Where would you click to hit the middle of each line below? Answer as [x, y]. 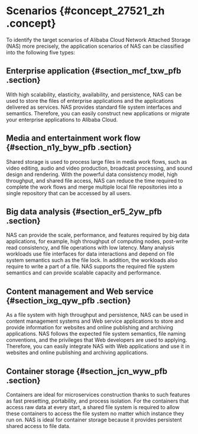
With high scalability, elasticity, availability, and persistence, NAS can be [94, 94]
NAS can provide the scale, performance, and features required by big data [98, 235]
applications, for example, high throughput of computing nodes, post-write [97, 241]
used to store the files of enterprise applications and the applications [90, 101]
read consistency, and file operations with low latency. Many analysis [90, 248]
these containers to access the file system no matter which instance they [95, 413]
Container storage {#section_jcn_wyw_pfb [87, 371]
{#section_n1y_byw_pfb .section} [69, 148]
